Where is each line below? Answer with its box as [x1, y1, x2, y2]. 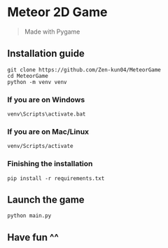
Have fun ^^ [7, 231, 59, 243]
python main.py [7, 212, 52, 219]
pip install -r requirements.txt [7, 174, 105, 182]
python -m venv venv [7, 78, 68, 85]
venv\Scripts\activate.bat [7, 111, 86, 118]
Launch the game [7, 194, 85, 206]
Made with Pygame [24, 27, 80, 36]
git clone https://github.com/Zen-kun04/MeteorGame [7, 66, 161, 74]
